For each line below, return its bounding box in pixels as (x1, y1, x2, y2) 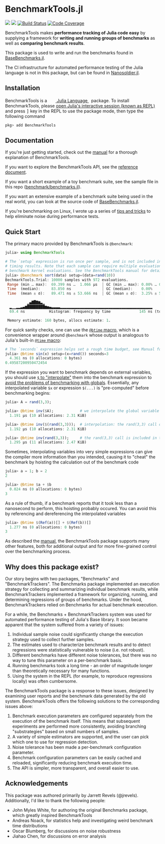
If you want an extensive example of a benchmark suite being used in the (5, 193, 153, 199)
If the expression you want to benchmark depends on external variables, (5, 369, 152, 375)
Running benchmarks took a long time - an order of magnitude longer (12, 663, 153, 669)
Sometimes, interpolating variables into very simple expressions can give (5, 449, 153, 455)
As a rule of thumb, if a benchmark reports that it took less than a (5, 500, 137, 506)
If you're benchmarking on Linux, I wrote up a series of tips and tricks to (5, 208, 151, 214)
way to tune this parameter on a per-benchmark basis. (12, 657, 123, 663)
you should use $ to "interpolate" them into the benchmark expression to (5, 375, 152, 381)
